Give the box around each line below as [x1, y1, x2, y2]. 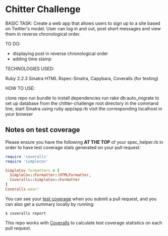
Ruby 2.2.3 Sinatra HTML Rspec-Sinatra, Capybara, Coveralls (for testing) [5, 75, 159, 81]
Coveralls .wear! [5, 187, 39, 192]
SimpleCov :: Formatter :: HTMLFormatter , [10, 172, 92, 178]
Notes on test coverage [5, 126, 80, 134]
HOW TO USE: [5, 85, 35, 91]
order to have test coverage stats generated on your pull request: [5, 144, 141, 150]
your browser [5, 111, 33, 117]
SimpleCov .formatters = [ [5, 168, 60, 173]
